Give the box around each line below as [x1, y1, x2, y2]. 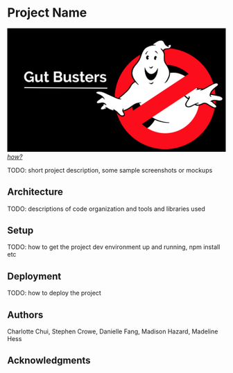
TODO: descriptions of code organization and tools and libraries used [7, 205, 206, 213]
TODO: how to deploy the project [7, 289, 102, 297]
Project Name [7, 5, 87, 21]
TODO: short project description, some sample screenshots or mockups [7, 166, 213, 174]
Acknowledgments [7, 355, 92, 367]
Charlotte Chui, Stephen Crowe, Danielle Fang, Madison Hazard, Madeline [7, 327, 218, 336]
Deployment [7, 270, 62, 282]
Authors [7, 309, 44, 320]
